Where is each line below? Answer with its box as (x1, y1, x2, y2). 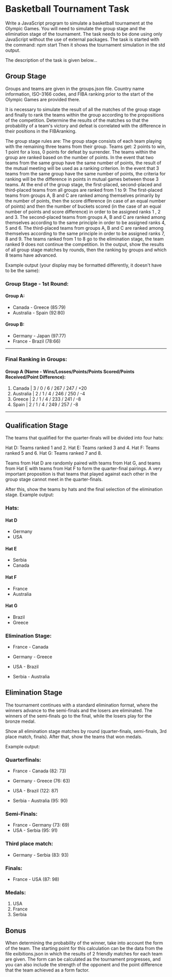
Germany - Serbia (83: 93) (12, 852, 69, 858)
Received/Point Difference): (5, 374, 66, 380)
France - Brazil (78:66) (12, 338, 61, 344)
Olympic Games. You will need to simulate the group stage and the (5, 25, 146, 31)
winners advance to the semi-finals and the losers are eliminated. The (5, 707, 153, 714)
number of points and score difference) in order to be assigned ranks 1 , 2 (5, 208, 161, 215)
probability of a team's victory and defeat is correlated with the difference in (5, 122, 166, 128)
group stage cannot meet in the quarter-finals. (5, 476, 103, 482)
